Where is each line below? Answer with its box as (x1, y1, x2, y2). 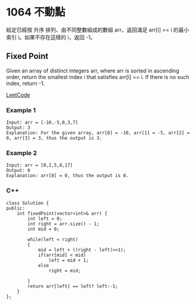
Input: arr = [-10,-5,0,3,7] (6, 120, 78, 125)
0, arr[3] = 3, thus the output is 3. (6, 135, 102, 142)
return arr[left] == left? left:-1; (27, 283, 118, 289)
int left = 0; (27, 215, 62, 222)
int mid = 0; (27, 226, 60, 232)
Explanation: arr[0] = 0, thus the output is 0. (6, 173, 129, 179)
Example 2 (6, 149, 37, 157)
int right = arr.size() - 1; (27, 221, 100, 227)
